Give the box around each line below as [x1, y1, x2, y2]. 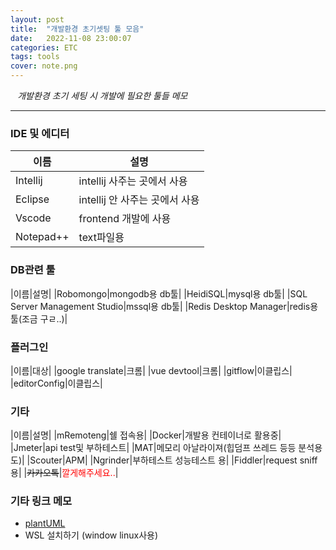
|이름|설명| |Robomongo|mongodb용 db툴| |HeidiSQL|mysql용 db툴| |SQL [10, 287, 308, 300]
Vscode [15, 211, 52, 225]
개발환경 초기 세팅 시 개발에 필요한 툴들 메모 [17, 90, 188, 101]
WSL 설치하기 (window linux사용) [24, 529, 159, 541]
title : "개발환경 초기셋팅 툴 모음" [10, 24, 145, 34]
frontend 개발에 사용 [78, 212, 172, 226]
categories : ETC [10, 42, 78, 53]
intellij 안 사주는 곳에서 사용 [78, 193, 200, 207]
